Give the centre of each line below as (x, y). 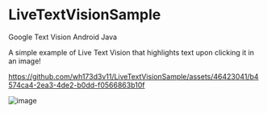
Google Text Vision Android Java (63, 37)
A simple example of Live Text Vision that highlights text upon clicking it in (131, 52)
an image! (25, 61)
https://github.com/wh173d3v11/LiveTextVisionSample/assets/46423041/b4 (134, 76)
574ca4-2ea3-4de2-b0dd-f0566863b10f (77, 85)
